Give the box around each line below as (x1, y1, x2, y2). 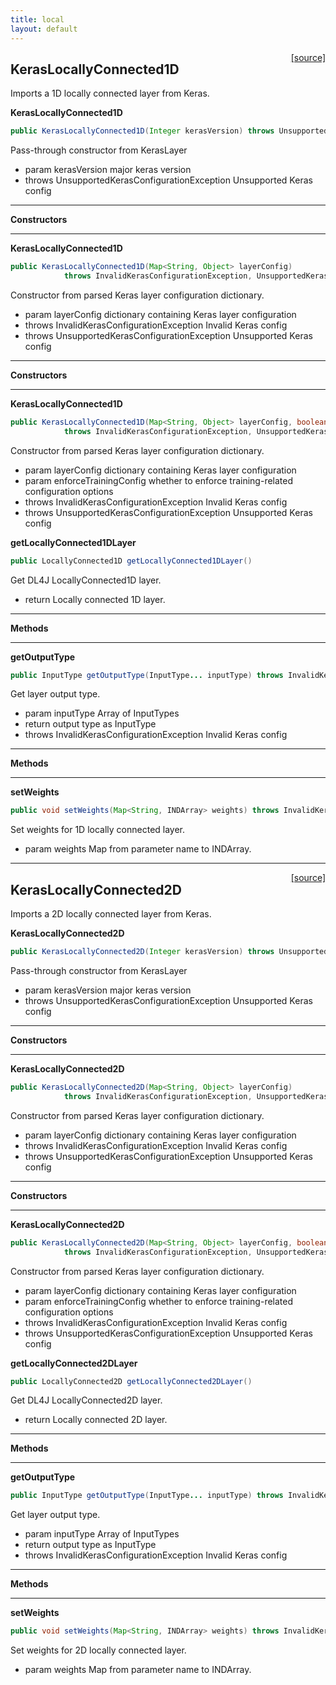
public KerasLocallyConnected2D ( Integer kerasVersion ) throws (10, 947, 275, 957)
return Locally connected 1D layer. (24, 593, 166, 605)
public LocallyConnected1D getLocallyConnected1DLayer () (10, 556, 253, 566)
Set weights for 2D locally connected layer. (10, 1644, 187, 1656)
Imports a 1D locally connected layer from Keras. (10, 87, 210, 100)
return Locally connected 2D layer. (24, 1414, 168, 1426)
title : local (10, 14, 65, 25)
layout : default (10, 24, 78, 34)
